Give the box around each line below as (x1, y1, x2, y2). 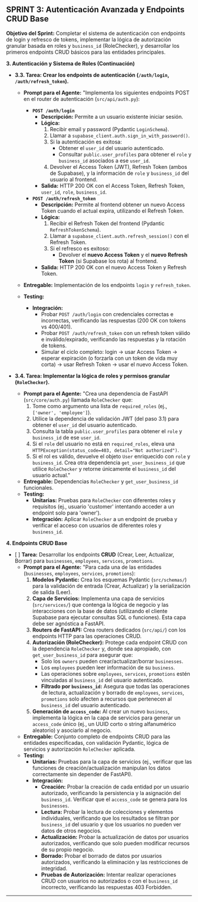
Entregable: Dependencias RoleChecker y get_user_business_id (23, 478, 179, 485)
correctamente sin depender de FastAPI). (32, 770, 133, 777)
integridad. (41, 865, 68, 872)
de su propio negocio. (41, 846, 94, 853)
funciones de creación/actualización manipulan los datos (32, 764, 171, 771)
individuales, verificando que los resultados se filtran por (41, 815, 180, 822)
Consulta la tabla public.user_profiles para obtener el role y (32, 428, 183, 435)
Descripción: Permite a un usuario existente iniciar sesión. (41, 113, 184, 120)
